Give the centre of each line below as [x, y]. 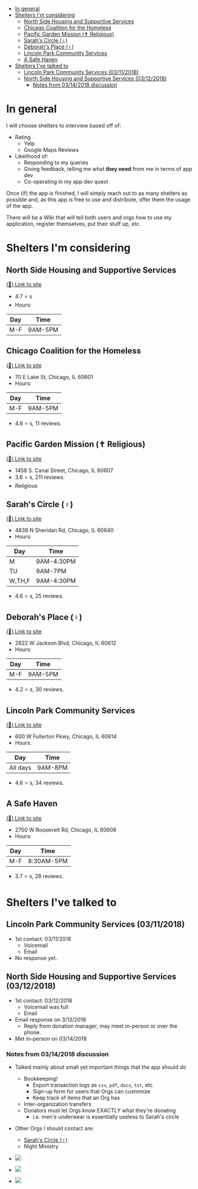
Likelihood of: [32, 156]
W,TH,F [20, 581]
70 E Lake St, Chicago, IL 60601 [54, 377]
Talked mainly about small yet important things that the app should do [100, 1067]
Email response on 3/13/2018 [50, 1019]
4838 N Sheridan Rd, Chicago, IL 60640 [64, 530]
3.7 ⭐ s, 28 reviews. [39, 876]
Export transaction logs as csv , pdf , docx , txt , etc [93, 1085]
